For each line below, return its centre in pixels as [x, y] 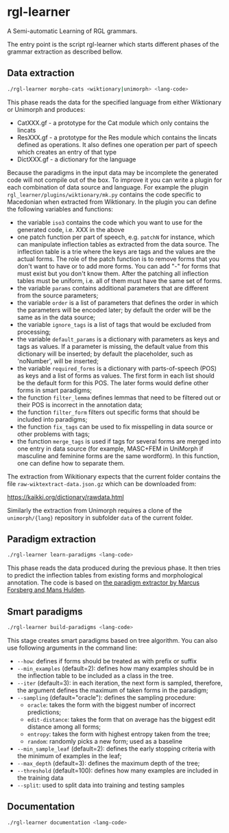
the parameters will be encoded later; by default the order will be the [114, 310]
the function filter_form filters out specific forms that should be [108, 412]
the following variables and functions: [60, 209]
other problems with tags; [53, 434]
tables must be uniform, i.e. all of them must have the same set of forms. [120, 281]
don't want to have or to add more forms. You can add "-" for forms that [119, 266]
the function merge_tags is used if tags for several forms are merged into [119, 441]
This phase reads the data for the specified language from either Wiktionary [114, 102]
